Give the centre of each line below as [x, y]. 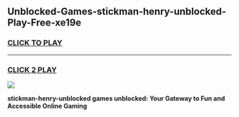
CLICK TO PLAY [35, 43]
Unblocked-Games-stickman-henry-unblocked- [117, 12]
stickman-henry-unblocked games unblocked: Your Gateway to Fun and [116, 98]
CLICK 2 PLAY [32, 69]
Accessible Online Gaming [47, 106]
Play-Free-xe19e [44, 23]
